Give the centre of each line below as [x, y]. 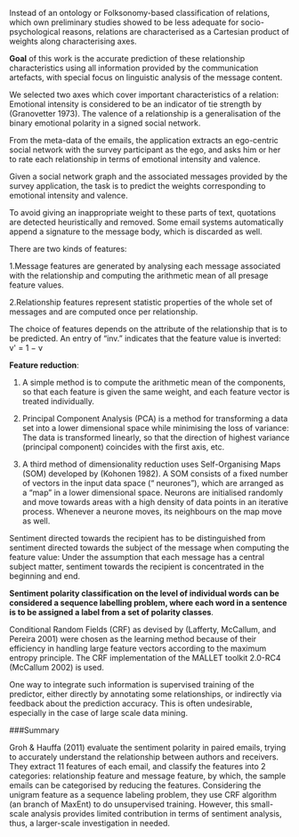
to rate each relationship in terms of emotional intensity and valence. [135, 159]
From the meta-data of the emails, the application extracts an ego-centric [144, 140]
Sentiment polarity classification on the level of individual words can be [145, 593]
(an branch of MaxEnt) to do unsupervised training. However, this [129, 804]
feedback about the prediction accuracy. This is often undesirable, [131, 703]
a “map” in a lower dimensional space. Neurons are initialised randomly [152, 492]
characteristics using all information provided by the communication [134, 68]
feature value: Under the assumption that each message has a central [137, 557]
